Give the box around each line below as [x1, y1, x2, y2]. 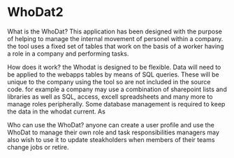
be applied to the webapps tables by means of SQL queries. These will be [7, 70, 220, 79]
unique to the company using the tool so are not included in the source [7, 77, 211, 86]
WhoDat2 [7, 4, 64, 20]
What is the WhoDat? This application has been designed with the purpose [7, 27, 222, 35]
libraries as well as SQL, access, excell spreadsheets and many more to [7, 92, 213, 101]
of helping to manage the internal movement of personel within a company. [7, 34, 224, 42]
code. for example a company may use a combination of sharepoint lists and [7, 85, 227, 93]
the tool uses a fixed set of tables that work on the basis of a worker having [7, 42, 224, 50]
